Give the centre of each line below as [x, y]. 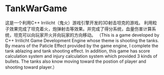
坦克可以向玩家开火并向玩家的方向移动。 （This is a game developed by [86, 35]
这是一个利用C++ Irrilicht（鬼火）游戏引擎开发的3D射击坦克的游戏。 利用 [79, 23]
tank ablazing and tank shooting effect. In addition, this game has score [78, 51]
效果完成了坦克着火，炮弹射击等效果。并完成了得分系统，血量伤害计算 [80, 29]
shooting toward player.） [31, 67]
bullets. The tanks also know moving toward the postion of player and [76, 61]
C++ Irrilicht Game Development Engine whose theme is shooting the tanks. [82, 40]
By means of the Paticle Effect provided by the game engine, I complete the [82, 46]
